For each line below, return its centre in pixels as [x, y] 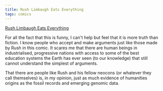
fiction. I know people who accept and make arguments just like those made [81, 42]
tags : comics [18, 14]
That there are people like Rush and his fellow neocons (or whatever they [78, 73]
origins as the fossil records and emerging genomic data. [62, 83]
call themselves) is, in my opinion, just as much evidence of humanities [76, 78]
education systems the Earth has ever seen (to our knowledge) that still [76, 58]
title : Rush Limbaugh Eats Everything [44, 9]
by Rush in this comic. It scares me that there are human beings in [71, 48]
